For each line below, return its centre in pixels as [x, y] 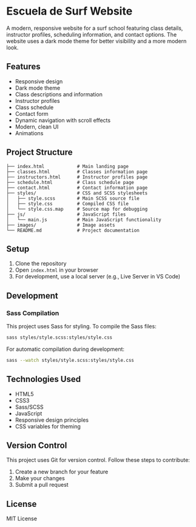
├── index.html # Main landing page [68, 166]
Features [23, 67]
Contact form [32, 113]
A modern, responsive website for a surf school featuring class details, [95, 28]
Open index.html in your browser [57, 270]
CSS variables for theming [48, 426]
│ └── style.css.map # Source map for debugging [77, 209]
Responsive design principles [52, 420]
